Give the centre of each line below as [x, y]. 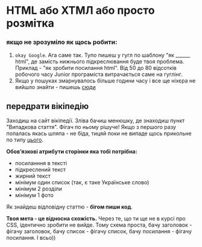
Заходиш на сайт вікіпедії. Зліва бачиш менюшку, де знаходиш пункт [96, 120]
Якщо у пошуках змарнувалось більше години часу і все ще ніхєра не [105, 81]
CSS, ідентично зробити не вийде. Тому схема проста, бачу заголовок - [99, 225]
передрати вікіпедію [48, 106]
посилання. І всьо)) [31, 238]
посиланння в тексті [41, 163]
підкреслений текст [40, 170]
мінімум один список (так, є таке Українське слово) [82, 183]
